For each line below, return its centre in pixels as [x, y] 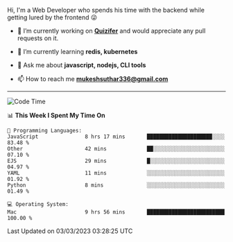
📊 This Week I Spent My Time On [56, 115]
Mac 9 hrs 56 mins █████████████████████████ [116, 212]
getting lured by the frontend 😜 [52, 17]
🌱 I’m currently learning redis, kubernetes [77, 52]
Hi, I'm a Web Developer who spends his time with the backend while [106, 10]
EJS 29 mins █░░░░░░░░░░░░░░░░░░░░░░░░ [116, 161]
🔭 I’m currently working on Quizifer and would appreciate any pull [111, 31]
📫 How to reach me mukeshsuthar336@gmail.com [93, 79]
